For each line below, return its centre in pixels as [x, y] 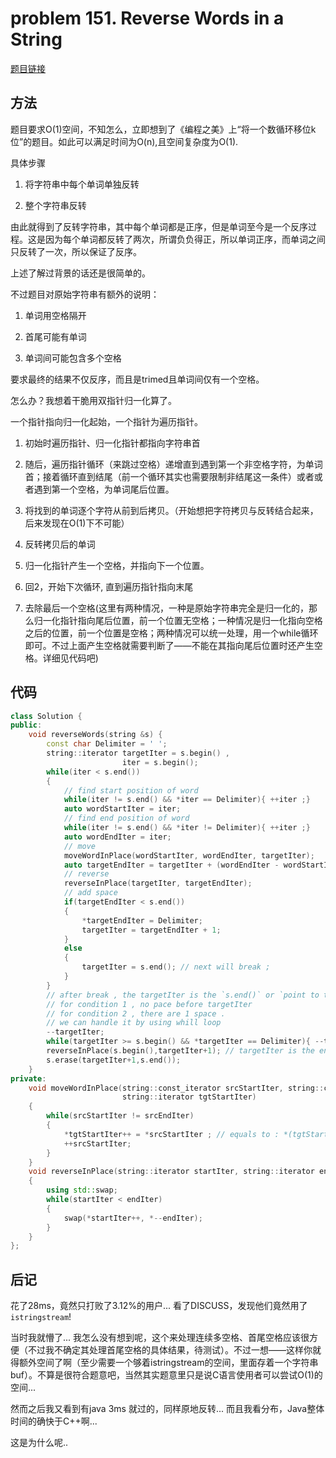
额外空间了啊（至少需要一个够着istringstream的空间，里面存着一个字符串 [168, 1363]
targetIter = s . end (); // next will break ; [176, 967]
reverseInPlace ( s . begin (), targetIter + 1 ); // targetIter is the [180, 1051]
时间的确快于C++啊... [54, 1421]
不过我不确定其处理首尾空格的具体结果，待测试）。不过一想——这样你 [170, 1350]
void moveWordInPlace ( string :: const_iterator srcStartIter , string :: [176, 1088]
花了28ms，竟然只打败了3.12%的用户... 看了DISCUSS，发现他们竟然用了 [159, 1306]
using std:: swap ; [82, 1190]
